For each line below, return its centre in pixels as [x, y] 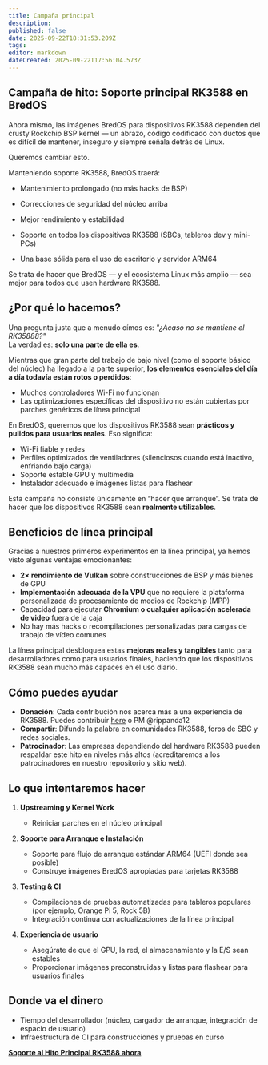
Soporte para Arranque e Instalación [82, 838]
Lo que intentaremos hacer [77, 788]
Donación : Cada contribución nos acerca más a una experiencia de [131, 712]
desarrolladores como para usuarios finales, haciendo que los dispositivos [131, 659]
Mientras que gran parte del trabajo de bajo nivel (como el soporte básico [130, 360]
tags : [17, 46]
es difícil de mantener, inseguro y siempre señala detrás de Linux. [117, 142]
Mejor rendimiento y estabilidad [72, 219]
